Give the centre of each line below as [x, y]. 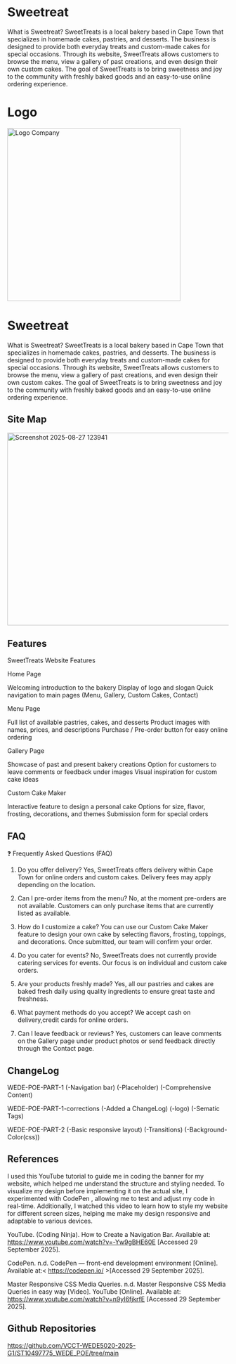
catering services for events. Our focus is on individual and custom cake [122, 963]
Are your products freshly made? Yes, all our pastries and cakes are [116, 984]
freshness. [33, 999]
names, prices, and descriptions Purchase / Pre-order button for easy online [118, 730]
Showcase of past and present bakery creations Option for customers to [112, 765]
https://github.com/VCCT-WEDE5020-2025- [72, 1345]
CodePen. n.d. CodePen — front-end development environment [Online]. [113, 1263]
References [33, 1159]
